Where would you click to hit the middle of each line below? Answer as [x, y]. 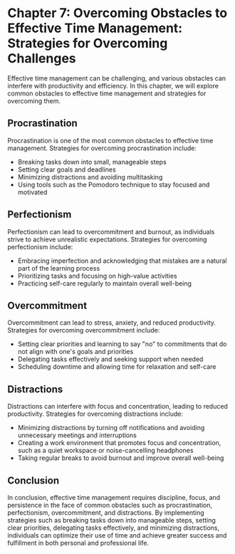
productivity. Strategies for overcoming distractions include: [95, 414]
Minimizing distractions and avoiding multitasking [90, 177]
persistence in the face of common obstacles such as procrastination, [110, 505]
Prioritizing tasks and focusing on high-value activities [97, 276]
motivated [32, 192]
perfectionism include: [40, 246]
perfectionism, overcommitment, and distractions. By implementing [106, 513]
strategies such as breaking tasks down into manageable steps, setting [111, 520]
